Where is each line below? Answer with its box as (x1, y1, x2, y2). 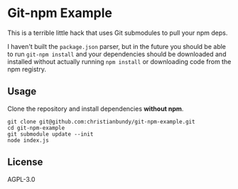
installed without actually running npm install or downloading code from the (7, 57, 232, 65)
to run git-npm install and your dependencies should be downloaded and (7, 50, 227, 58)
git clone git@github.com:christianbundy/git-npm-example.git (7, 118, 195, 125)
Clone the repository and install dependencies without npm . (7, 104, 184, 113)
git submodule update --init (7, 130, 94, 138)
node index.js (7, 136, 50, 144)
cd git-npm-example (7, 124, 65, 131)
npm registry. (7, 65, 46, 73)
